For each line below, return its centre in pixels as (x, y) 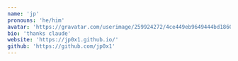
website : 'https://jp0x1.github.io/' (63, 40)
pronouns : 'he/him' (36, 20)
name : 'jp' (23, 14)
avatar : (19, 27)
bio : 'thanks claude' (39, 33)
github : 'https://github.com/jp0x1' (61, 46)
